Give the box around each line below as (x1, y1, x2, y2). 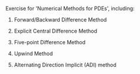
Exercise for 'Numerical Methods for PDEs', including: (5, 5, 135, 12)
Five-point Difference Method (13, 39, 86, 45)
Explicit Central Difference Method (13, 27, 98, 34)
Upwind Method (13, 50, 53, 57)
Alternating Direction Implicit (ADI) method (13, 61, 117, 68)
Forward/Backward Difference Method (13, 16, 107, 23)
